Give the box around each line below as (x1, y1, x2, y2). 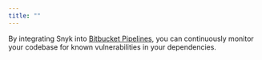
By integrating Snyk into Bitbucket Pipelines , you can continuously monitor (8, 34, 254, 43)
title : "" (8, 11, 42, 20)
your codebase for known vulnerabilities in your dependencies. (8, 42, 216, 52)
